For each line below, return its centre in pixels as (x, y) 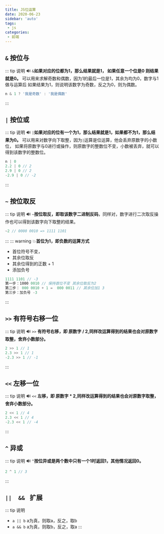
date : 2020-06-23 (23, 14)
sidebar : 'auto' (22, 19)
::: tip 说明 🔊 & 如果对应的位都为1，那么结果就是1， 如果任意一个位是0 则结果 (82, 71)
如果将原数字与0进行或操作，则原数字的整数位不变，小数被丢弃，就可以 (87, 146)
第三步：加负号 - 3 (21, 293)
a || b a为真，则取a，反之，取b (45, 521)
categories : (17, 32)
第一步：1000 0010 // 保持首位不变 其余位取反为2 (51, 284)
